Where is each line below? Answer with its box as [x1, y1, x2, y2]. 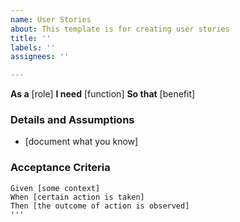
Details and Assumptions [10, 113, 135, 127]
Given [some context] [10, 183, 101, 193]
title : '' [10, 33, 52, 43]
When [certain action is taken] [10, 192, 145, 202]
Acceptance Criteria [10, 161, 111, 175]
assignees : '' [10, 52, 70, 62]
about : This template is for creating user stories [10, 24, 230, 34]
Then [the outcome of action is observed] [10, 201, 190, 211]
